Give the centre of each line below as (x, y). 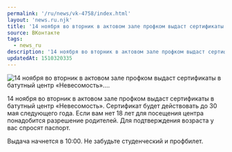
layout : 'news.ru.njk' (40, 20)
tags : (15, 39)
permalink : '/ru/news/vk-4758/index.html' (69, 13)
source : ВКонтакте (33, 33)
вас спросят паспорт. (39, 127)
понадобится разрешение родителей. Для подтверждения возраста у (110, 120)
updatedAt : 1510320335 (40, 58)
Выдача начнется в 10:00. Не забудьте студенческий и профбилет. (105, 141)
